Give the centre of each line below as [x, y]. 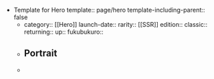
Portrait [40, 53]
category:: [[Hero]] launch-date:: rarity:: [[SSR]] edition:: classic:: [116, 24]
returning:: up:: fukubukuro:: [64, 32]
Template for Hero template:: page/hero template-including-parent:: [109, 10]
